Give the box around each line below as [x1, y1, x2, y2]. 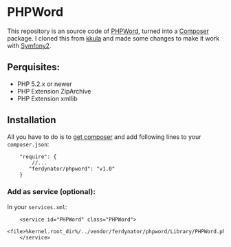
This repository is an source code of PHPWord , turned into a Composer [7, 27, 210, 35]
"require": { [19, 153, 57, 160]
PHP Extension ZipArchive [16, 87, 91, 95]
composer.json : [7, 140, 49, 148]
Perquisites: [7, 61, 60, 73]
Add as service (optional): [7, 187, 96, 197]
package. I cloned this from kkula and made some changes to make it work [7, 34, 220, 42]
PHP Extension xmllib [16, 94, 78, 103]
